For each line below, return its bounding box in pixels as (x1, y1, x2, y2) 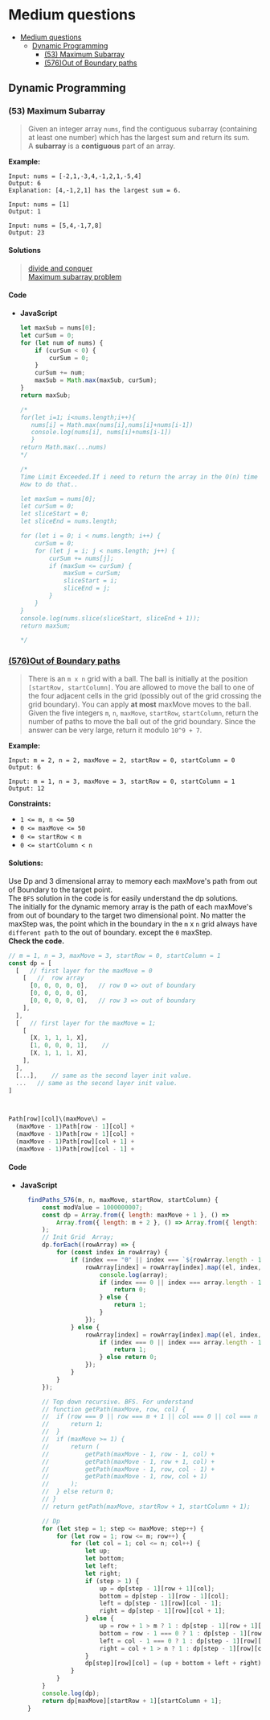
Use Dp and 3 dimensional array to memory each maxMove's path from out (8, 876, 258, 885)
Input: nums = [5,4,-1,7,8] (8, 222, 103, 230)
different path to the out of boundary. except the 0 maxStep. (8, 927, 213, 937)
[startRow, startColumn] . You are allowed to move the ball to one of (27, 682, 255, 692)
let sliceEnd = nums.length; (19, 517, 118, 525)
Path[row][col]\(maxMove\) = (8, 1115, 106, 1123)
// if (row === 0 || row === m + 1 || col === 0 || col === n (41, 1412, 259, 1421)
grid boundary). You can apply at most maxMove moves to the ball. (27, 699, 252, 709)
